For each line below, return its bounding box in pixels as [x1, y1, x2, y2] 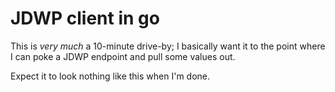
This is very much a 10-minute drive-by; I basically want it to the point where [10, 40, 326, 52]
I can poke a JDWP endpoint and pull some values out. [10, 50, 236, 62]
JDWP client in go [10, 7, 160, 30]
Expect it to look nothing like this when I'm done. [10, 70, 211, 82]
